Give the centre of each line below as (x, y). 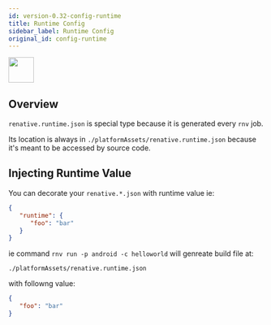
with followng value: (42, 284)
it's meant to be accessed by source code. (80, 148)
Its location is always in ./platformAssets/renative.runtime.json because (133, 140)
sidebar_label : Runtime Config (61, 31)
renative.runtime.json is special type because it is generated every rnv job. (136, 123)
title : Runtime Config (47, 24)
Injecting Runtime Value (70, 173)
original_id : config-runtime (58, 39)
